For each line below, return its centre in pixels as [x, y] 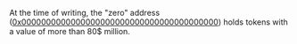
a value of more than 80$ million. [70, 31]
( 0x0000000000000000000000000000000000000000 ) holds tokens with [148, 22]
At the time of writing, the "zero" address [85, 13]
